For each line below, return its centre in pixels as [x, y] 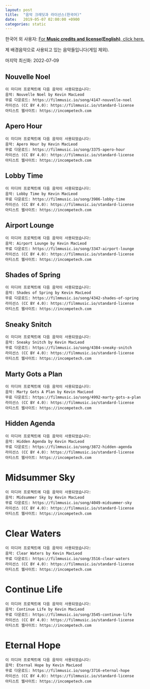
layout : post [19, 10]
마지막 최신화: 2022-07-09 [32, 61]
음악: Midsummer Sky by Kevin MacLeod [45, 497]
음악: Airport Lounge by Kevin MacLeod [46, 243]
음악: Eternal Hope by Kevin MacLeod [44, 665]
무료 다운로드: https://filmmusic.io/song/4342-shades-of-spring [72, 298]
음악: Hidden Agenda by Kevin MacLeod [45, 441]
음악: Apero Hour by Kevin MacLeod [42, 144]
